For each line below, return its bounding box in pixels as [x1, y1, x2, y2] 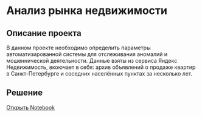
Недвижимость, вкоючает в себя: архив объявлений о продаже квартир [6, 63, 196, 71]
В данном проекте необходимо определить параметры [6, 44, 151, 51]
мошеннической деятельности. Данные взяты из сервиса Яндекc [6, 57, 178, 64]
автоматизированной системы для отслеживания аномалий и [6, 51, 168, 58]
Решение [6, 88, 43, 98]
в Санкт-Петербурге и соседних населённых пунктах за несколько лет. [6, 70, 193, 77]
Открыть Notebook [6, 104, 55, 111]
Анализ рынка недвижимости [6, 4, 167, 18]
